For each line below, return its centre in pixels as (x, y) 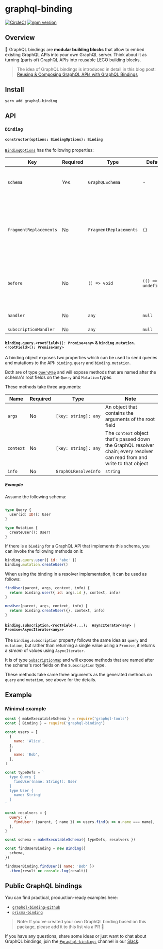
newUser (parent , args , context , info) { (47, 606)
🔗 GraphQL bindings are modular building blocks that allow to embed (75, 49)
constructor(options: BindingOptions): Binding (54, 140)
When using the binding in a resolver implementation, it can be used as (76, 574)
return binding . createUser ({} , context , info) (57, 610)
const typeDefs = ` (25, 773)
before (15, 283)
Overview (20, 38)
